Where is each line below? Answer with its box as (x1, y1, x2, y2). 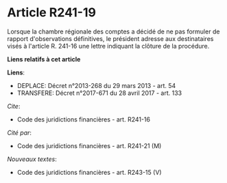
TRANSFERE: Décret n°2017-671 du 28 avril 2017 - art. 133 (16, 89, 182, 97)
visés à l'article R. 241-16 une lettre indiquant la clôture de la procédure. (7, 42, 210, 50)
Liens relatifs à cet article (7, 55, 81, 63)
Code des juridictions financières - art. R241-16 (16, 115, 151, 124)
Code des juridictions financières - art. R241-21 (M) (16, 141, 162, 150)
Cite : (7, 102, 21, 110)
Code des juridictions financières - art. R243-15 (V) (16, 168, 163, 176)
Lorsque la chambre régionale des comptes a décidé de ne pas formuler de (7, 27, 220, 36)
